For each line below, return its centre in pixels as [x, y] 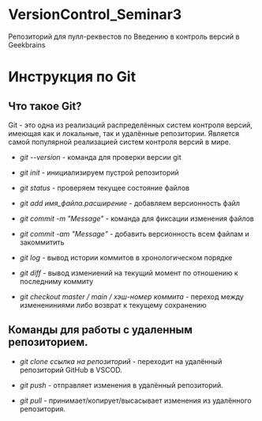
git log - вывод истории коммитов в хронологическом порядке [126, 257]
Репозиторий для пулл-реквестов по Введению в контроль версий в [124, 36]
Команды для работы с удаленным [101, 330]
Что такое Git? [45, 106]
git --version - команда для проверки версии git [100, 157]
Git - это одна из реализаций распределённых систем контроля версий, [130, 125]
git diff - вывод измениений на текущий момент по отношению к [129, 273]
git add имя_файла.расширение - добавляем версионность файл [130, 203]
